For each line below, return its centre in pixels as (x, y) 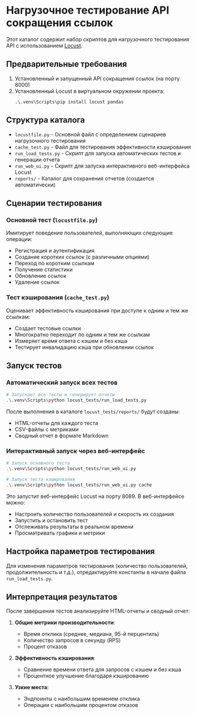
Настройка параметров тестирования (80, 551)
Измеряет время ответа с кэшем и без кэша (71, 340)
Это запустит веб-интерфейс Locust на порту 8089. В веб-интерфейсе (95, 496)
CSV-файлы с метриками (46, 429)
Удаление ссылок (37, 282)
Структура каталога (46, 120)
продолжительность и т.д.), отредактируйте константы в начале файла (96, 572)
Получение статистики (43, 269)
